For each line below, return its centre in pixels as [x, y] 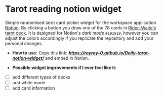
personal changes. [24, 43]
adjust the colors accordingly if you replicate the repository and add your [80, 38]
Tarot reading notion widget [63, 9]
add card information [34, 88]
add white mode [29, 83]
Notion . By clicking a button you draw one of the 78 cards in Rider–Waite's [81, 27]
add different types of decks [41, 77]
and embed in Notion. [67, 58]
